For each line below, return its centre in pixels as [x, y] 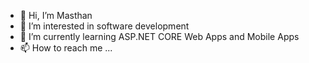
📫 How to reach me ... [66, 48]
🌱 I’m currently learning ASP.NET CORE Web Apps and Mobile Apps [159, 36]
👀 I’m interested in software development [104, 26]
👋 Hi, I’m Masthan [56, 15]
